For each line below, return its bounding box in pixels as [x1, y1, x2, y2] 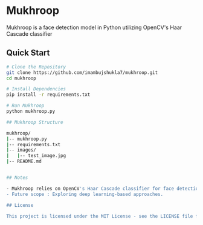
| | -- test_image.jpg [6, 153, 66, 159]
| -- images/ [6, 147, 36, 153]
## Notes [6, 175, 28, 181]
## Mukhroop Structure [6, 119, 63, 125]
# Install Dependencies [6, 86, 66, 92]
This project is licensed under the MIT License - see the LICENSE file [6, 213, 193, 219]
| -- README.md [6, 158, 42, 164]
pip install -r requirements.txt [6, 92, 91, 98]
